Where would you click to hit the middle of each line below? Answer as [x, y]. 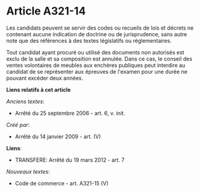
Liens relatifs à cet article [39, 89]
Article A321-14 [46, 11]
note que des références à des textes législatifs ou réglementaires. [89, 40]
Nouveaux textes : [28, 171]
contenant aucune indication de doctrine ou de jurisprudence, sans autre [97, 34]
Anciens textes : [26, 101]
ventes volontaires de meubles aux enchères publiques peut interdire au [96, 65]
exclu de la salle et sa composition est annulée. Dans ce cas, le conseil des [99, 59]
